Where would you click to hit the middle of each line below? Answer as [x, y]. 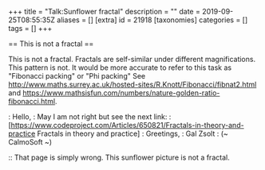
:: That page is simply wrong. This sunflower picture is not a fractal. [119, 157]
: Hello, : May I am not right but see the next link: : [90, 117]
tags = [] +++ [30, 28]
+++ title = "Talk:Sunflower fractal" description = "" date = [105, 12]
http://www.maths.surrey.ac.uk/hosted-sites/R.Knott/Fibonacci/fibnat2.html [132, 84]
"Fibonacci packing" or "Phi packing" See [77, 76]
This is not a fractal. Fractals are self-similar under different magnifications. [132, 59]
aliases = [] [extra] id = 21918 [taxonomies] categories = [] [152, 20]
